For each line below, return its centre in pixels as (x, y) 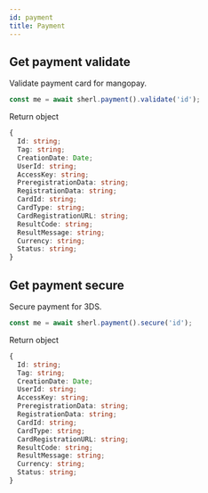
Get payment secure (67, 285)
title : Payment (37, 26)
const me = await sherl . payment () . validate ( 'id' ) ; (105, 100)
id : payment (31, 17)
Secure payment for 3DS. (56, 307)
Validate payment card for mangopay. (78, 83)
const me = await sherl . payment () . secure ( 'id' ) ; (101, 323)
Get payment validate (70, 62)
